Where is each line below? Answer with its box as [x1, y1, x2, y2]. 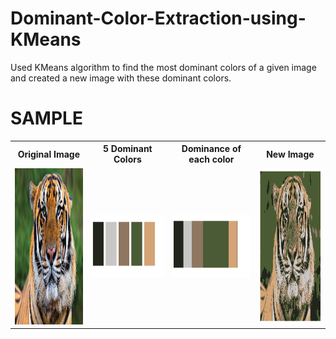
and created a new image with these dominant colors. [10, 72, 232, 84]
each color [188, 153, 235, 166]
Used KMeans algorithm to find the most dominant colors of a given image [10, 61, 317, 73]
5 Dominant [102, 143, 153, 155]
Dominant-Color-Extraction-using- [10, 7, 307, 30]
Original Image [17, 148, 81, 160]
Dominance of [181, 143, 242, 155]
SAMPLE [10, 107, 83, 130]
